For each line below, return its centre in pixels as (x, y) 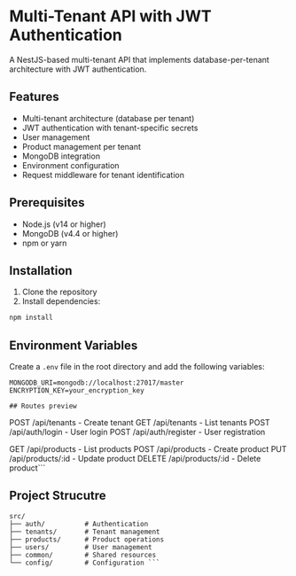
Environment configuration (70, 165)
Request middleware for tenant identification (103, 175)
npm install (31, 318)
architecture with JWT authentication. (78, 69)
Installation (41, 271)
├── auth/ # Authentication (79, 524)
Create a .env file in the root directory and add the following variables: (137, 367)
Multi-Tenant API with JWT (110, 16)
